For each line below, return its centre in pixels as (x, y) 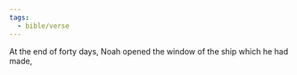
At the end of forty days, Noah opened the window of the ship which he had (148, 51)
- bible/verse (43, 26)
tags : (19, 17)
